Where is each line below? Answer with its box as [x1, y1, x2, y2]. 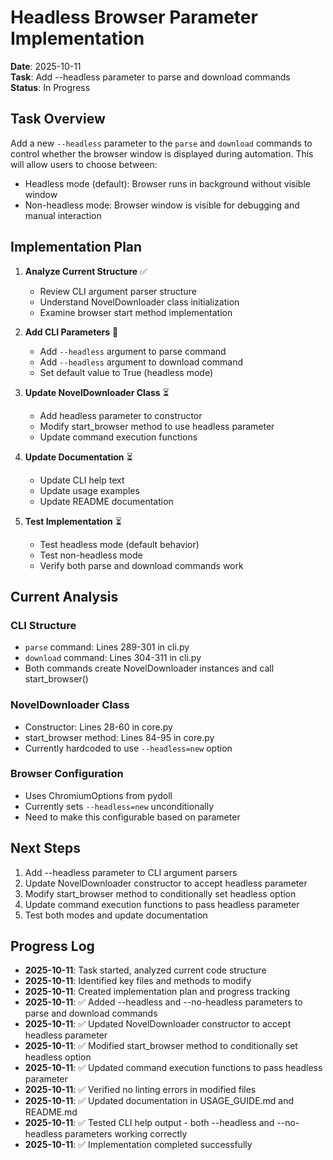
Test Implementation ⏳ [24, 515, 122, 527]
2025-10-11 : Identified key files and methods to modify [24, 975, 252, 987]
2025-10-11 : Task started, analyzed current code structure [24, 964, 267, 976]
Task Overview [10, 111, 106, 128]
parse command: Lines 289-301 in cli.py [24, 641, 190, 653]
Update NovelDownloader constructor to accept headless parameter [24, 877, 308, 889]
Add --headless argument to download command [39, 356, 243, 368]
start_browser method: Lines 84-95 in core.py [24, 731, 215, 743]
